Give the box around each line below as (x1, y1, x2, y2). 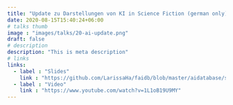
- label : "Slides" (13, 68, 70, 75)
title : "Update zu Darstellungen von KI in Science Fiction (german (7, 10, 209, 17)
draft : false (7, 36, 45, 43)
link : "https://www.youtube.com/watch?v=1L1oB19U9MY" (19, 87, 182, 94)
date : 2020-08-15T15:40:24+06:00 (7, 17, 104, 23)
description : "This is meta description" (7, 49, 129, 56)
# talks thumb (7, 23, 49, 30)
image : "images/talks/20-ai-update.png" (7, 29, 129, 37)
